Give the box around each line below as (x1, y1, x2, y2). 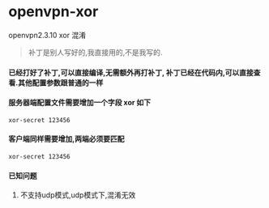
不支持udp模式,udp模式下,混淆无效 (19, 190, 136, 200)
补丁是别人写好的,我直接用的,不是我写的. (28, 47, 163, 57)
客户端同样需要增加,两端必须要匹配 (8, 134, 125, 144)
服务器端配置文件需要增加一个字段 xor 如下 (8, 98, 152, 108)
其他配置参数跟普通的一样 (17, 78, 104, 87)
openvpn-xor (8, 2, 99, 21)
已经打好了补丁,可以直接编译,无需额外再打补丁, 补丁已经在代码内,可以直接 (8, 67, 254, 77)
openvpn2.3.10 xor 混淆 (8, 30, 87, 40)
